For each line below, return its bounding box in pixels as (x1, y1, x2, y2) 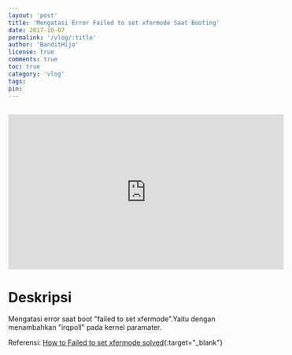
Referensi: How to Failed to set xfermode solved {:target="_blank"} (8, 338, 223, 347)
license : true (8, 48, 55, 56)
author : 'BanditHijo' (8, 41, 79, 49)
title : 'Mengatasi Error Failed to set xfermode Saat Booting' (8, 19, 220, 27)
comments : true (8, 56, 58, 64)
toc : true (8, 63, 41, 71)
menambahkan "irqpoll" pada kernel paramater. (8, 323, 162, 332)
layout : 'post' (8, 11, 58, 20)
